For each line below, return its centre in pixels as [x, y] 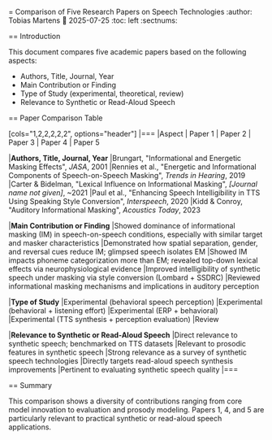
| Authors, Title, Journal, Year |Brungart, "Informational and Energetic [125, 158]
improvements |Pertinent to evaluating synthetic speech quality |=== [123, 370]
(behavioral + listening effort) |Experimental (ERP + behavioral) [113, 311]
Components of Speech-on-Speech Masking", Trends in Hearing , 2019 [127, 175]
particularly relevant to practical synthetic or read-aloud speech [115, 418]
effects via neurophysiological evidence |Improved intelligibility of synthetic [135, 269]
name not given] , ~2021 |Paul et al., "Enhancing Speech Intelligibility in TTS [134, 193]
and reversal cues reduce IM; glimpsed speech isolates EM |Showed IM [128, 252]
